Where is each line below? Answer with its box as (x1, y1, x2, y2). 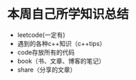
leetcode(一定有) (17, 31, 66, 39)
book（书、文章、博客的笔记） (17, 56, 105, 65)
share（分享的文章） (17, 65, 76, 74)
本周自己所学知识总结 (7, 6, 130, 22)
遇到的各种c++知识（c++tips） (17, 39, 106, 47)
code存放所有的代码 (17, 48, 75, 56)
